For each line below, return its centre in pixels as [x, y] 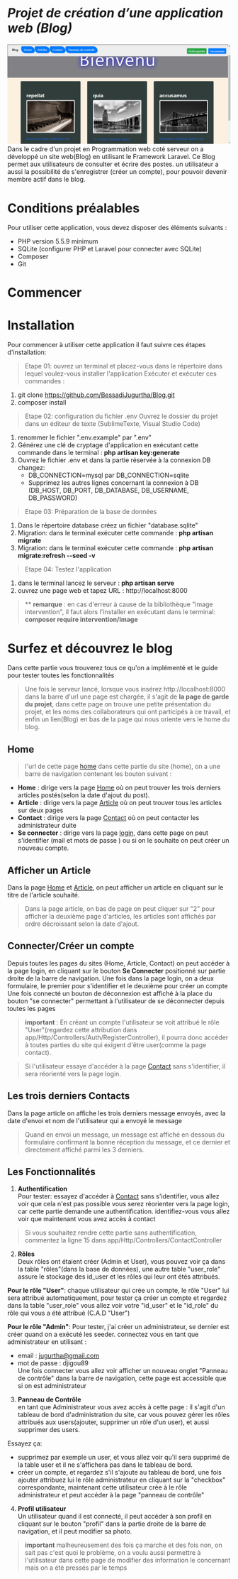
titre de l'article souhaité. [44, 895]
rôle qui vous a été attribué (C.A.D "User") [69, 1313]
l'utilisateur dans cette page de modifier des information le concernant [127, 1561]
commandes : [45, 381]
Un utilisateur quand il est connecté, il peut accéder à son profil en [115, 1517]
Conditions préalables [74, 208]
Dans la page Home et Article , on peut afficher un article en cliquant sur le [115, 887]
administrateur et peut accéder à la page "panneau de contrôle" [111, 1495]
